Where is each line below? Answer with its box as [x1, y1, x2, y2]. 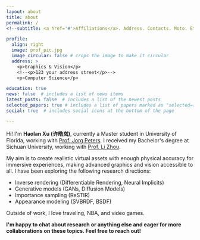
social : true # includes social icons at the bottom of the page [6, 108, 174, 114]
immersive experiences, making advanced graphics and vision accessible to [6, 161, 193, 168]
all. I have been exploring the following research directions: [6, 167, 151, 174]
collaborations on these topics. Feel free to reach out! [6, 227, 141, 234]
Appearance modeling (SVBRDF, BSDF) [14, 198, 112, 205]
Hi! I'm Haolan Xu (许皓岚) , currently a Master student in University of [6, 130, 177, 137]
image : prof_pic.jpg [11, 47, 62, 54]
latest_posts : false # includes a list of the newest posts [6, 96, 161, 103]
